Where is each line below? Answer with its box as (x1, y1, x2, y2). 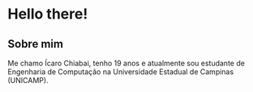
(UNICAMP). (7, 76, 49, 85)
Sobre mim (7, 37, 64, 51)
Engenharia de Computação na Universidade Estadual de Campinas (7, 67, 234, 77)
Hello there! (7, 5, 88, 23)
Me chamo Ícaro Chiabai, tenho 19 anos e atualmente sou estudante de (7, 58, 245, 68)
